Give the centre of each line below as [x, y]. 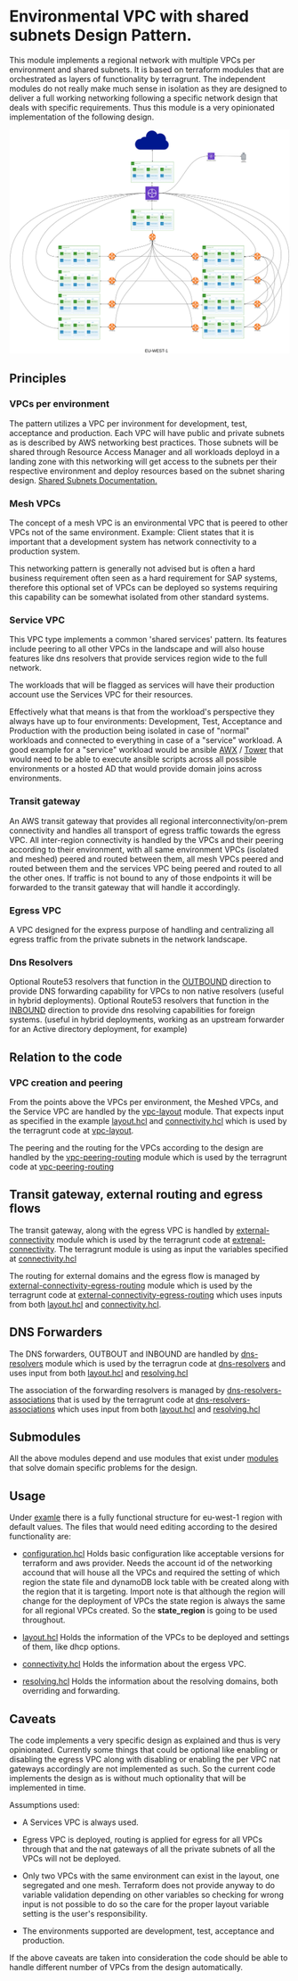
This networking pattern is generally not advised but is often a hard [132, 569]
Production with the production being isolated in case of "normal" [129, 731]
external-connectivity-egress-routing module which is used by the [131, 1285]
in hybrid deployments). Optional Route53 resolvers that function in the [139, 1001]
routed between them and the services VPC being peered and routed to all [145, 868]
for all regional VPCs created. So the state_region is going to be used [149, 1611]
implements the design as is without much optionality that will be [128, 1778]
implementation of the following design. [82, 117]
